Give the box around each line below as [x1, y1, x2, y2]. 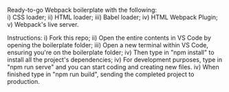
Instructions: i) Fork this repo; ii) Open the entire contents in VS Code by [7, 34, 212, 42]
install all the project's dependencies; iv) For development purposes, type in [7, 56, 223, 64]
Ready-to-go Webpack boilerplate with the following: [7, 6, 157, 14]
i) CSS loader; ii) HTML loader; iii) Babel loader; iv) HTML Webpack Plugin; [7, 13, 218, 21]
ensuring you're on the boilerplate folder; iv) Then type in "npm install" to [7, 48, 215, 56]
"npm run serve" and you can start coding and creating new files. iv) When [7, 63, 219, 71]
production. [7, 78, 40, 85]
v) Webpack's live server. [7, 21, 79, 28]
